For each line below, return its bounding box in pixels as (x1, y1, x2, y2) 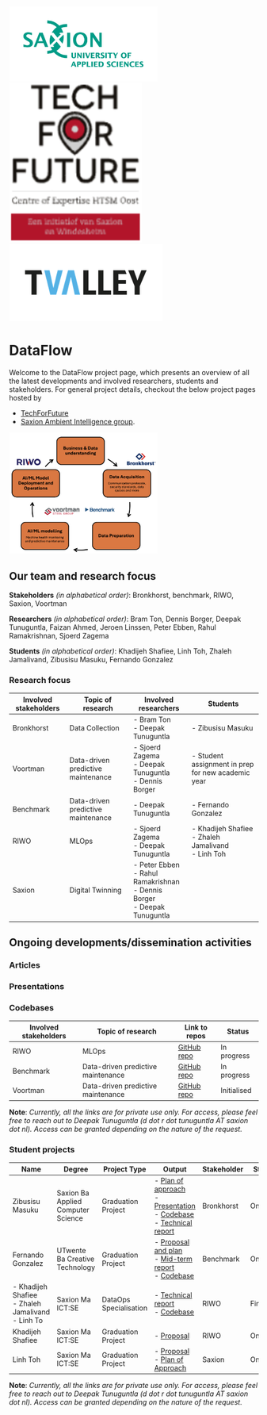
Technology (56, 1263, 96, 1272)
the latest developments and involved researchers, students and (9, 376, 219, 385)
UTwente (56, 1246, 86, 1256)
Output (162, 1164, 187, 1174)
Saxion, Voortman (9, 598, 67, 608)
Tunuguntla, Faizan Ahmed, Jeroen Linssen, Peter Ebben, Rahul (9, 622, 216, 632)
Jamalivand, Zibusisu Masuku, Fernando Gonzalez (9, 654, 174, 664)
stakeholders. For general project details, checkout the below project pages (9, 384, 256, 394)
